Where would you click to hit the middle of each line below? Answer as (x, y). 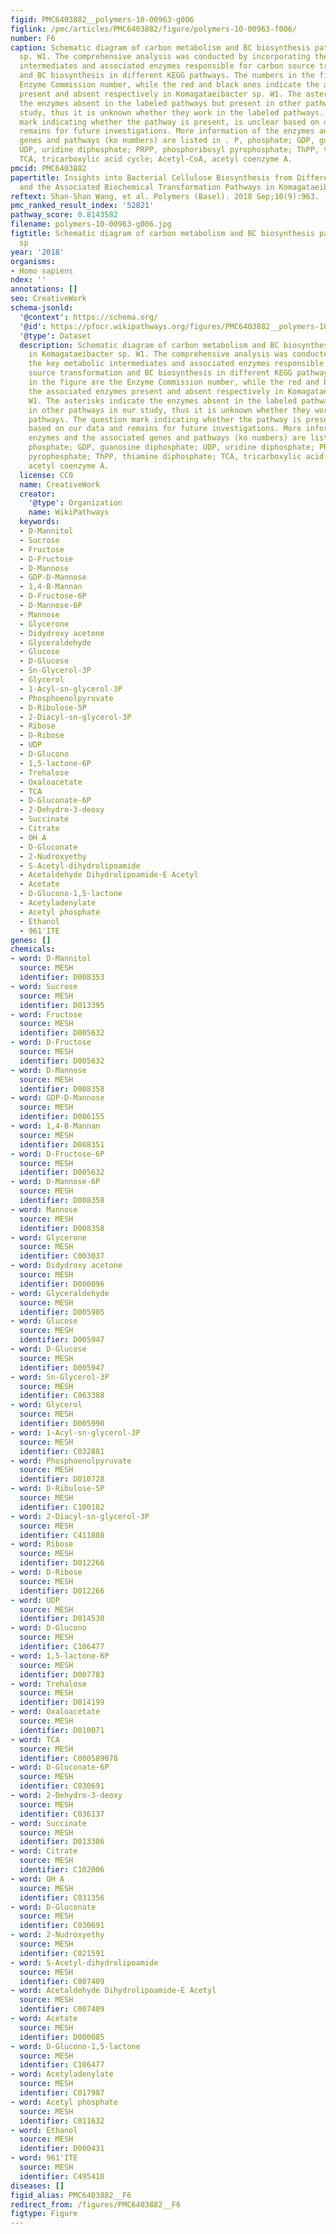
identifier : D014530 (62, 1619)
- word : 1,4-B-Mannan (55, 1126)
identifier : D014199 (62, 1702)
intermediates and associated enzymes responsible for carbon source (167, 66)
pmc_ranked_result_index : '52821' (82, 206)
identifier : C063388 (62, 1396)
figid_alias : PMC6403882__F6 (71, 2195)
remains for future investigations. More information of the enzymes (167, 131)
